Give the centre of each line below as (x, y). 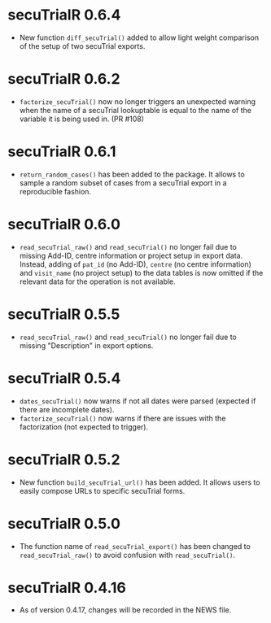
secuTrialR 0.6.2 (64, 79)
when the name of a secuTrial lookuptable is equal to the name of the (135, 110)
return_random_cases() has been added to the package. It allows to (132, 174)
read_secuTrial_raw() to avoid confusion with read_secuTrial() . (127, 555)
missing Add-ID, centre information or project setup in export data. (131, 255)
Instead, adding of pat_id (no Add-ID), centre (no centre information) (135, 264)
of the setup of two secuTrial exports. (82, 46)
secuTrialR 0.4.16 (67, 588)
